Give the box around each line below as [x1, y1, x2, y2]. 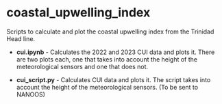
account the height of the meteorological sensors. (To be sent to [16, 83, 199, 91]
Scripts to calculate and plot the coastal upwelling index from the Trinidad [6, 27, 214, 36]
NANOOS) [16, 90, 46, 99]
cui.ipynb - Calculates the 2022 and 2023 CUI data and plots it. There [16, 48, 215, 56]
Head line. [6, 34, 36, 42]
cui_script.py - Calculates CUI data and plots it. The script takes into [16, 75, 211, 83]
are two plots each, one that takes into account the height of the [16, 55, 198, 63]
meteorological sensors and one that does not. [16, 62, 149, 70]
